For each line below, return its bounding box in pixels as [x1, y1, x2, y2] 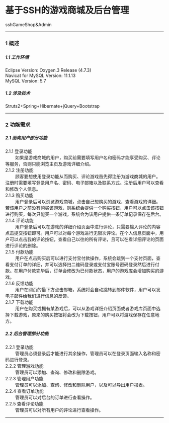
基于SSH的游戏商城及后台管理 [5, 5, 129, 16]
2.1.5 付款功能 [5, 249, 34, 255]
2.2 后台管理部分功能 [5, 330, 49, 336]
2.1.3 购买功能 [5, 192, 34, 199]
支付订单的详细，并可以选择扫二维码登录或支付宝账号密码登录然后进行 [9, 262, 155, 268]
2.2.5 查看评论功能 [5, 400, 44, 406]
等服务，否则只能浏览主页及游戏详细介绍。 [5, 161, 94, 167]
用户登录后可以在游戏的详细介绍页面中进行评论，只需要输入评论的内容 [15, 224, 161, 230]
